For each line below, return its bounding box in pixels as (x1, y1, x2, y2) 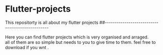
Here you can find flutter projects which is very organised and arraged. (5, 34, 149, 40)
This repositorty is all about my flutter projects (5, 19, 99, 25)
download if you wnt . (5, 44, 49, 50)
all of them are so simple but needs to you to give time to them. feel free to (5, 39, 156, 45)
